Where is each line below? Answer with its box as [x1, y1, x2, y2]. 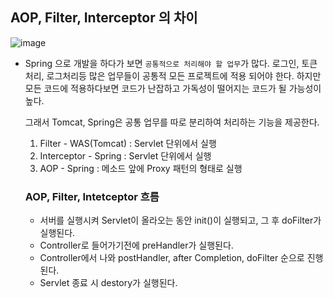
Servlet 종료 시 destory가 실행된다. [39, 277, 178, 289]
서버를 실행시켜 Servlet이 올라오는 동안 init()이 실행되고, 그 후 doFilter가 [39, 214, 322, 227]
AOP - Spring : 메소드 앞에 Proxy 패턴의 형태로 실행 [39, 162, 243, 174]
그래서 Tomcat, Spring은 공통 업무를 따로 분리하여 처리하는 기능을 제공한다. [24, 116, 320, 128]
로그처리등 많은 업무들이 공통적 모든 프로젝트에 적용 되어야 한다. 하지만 [46, 69, 322, 82]
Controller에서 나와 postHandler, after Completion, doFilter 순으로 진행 [39, 252, 324, 264]
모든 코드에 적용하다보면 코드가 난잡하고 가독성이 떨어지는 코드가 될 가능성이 [24, 82, 322, 94]
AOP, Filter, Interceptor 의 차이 [10, 9, 198, 27]
